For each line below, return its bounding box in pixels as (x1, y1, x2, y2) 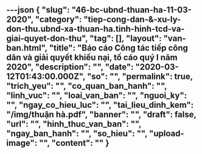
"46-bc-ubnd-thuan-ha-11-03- (71, 5, 192, 15)
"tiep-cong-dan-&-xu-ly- (83, 15, 181, 25)
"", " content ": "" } (38, 138, 110, 149)
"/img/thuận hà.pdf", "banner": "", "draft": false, (6, 110, 197, 120)
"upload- (148, 128, 184, 139)
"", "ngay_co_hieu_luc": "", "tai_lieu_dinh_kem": (6, 100, 194, 110)
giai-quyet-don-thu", (6, 33, 88, 44)
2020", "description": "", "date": (6, 62, 134, 72)
